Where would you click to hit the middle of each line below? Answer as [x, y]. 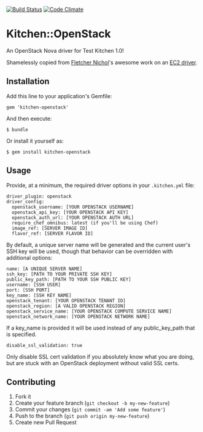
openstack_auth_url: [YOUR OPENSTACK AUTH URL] [73, 218]
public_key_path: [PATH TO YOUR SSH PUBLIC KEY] [69, 279]
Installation [28, 82]
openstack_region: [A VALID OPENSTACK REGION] [66, 306]
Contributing [31, 382]
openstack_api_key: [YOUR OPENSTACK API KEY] [70, 212]
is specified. [22, 334]
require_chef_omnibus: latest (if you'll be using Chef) [85, 223]
